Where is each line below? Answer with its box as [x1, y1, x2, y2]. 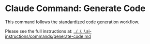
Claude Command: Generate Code [5, 3, 146, 14]
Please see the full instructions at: [5, 28, 73, 34]
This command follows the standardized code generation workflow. [5, 19, 139, 25]
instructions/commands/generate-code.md [5, 33, 91, 39]
